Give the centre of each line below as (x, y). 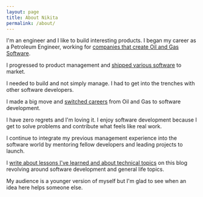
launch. (16, 151)
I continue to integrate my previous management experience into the (92, 138)
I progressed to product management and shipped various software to (94, 65)
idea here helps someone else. (45, 188)
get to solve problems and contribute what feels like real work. (84, 126)
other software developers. (40, 90)
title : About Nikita (32, 18)
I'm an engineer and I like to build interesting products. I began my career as (101, 41)
